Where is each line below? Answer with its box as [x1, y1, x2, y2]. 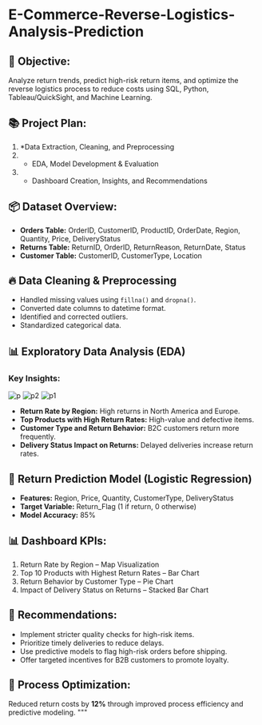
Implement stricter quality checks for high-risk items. [19, 629, 195, 639]
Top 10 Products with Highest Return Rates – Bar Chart [19, 568, 200, 577]
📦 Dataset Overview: [8, 200, 117, 213]
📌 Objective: [8, 54, 70, 68]
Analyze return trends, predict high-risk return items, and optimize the [8, 76, 239, 85]
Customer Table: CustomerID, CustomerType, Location [19, 250, 202, 261]
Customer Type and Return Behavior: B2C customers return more [19, 424, 240, 433]
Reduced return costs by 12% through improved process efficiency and [8, 699, 244, 709]
